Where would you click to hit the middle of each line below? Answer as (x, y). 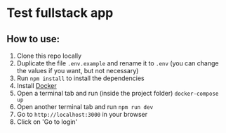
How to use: (33, 39)
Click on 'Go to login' (47, 122)
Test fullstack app (60, 13)
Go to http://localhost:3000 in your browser (82, 114)
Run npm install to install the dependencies (80, 78)
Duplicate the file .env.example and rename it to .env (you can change (118, 63)
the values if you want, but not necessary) (78, 71)
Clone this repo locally (49, 56)
